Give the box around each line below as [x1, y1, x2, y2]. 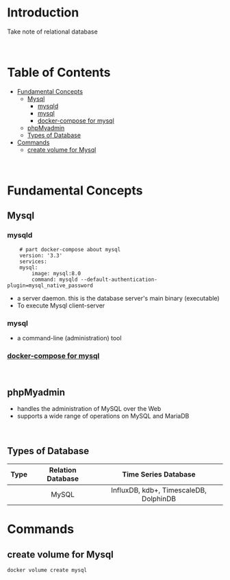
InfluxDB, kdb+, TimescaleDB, [110, 485, 207, 494]
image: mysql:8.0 [31, 270, 81, 277]
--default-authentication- [80, 276, 157, 283]
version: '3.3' [19, 252, 63, 259]
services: [19, 258, 48, 265]
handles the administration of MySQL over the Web [16, 405, 162, 413]
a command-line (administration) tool [16, 334, 122, 342]
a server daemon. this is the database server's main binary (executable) [16, 294, 220, 302]
